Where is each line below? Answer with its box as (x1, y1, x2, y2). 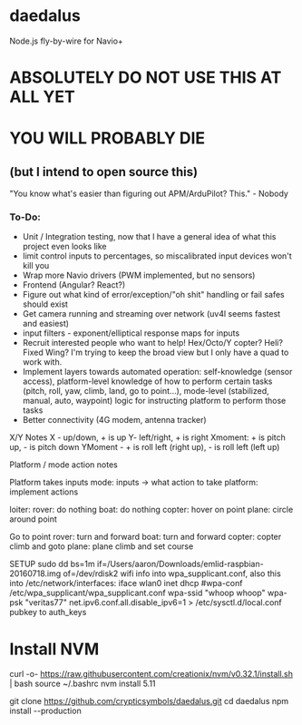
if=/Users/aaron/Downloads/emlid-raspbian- (96, 559, 265, 570)
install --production (9, 705, 82, 717)
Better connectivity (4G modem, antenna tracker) (22, 415, 207, 426)
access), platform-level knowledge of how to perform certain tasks (22, 376, 273, 387)
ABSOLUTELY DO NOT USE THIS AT (9, 67, 282, 88)
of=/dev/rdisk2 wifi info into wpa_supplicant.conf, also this (63, 568, 281, 579)
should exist (22, 299, 68, 309)
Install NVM (9, 639, 100, 659)
